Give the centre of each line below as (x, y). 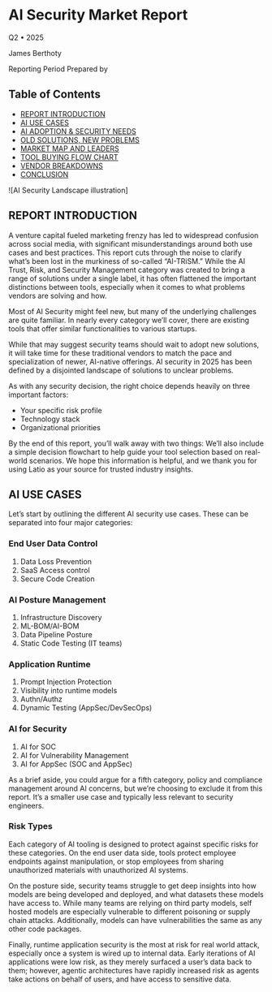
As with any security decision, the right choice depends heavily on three (129, 386)
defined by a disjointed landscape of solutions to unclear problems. (121, 370)
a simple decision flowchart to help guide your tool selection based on (126, 451)
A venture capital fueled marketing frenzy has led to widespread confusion (134, 235)
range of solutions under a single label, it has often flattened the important (133, 278)
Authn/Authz (41, 699)
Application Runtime (50, 664)
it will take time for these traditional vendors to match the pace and (120, 353)
